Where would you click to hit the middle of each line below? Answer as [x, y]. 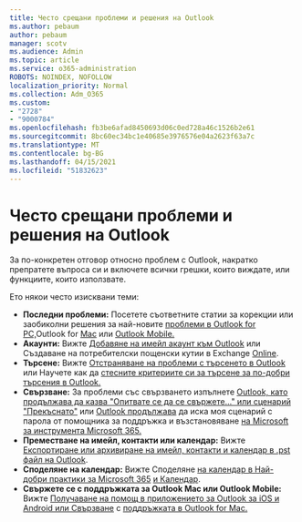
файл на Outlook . [55, 460]
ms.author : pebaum [44, 26]
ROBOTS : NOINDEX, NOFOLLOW [61, 77]
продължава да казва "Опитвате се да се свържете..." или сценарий [157, 402]
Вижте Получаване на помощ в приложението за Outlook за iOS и [151, 498]
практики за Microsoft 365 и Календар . [125, 479]
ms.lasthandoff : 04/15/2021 [63, 162]
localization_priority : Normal [69, 86]
